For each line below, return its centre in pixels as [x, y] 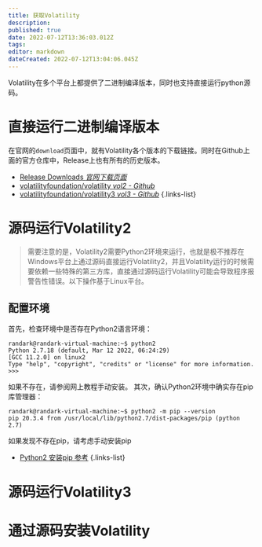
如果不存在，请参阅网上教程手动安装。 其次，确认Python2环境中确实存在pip [131, 387]
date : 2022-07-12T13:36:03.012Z [61, 37]
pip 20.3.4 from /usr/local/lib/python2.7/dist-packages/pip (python [124, 418]
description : [29, 23]
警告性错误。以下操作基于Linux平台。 [88, 281]
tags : [17, 45]
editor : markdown [36, 52]
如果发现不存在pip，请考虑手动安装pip [70, 440]
